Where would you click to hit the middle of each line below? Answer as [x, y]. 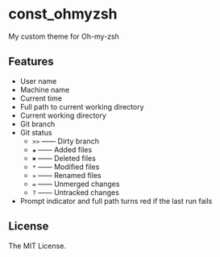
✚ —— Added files [62, 149]
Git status [36, 132]
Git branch [37, 124]
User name [38, 81]
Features [31, 62]
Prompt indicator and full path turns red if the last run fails [116, 201]
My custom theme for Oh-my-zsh [64, 36]
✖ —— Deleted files [64, 158]
